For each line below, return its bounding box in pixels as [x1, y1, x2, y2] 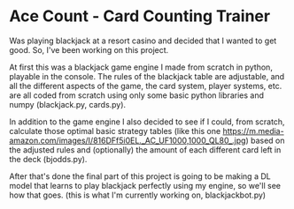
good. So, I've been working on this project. [9, 44, 169, 55]
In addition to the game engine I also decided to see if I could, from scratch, [9, 116, 285, 127]
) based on [245, 135, 285, 146]
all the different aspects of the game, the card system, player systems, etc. [9, 80, 282, 91]
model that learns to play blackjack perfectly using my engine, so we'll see [9, 180, 282, 190]
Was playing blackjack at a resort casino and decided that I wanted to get [9, 35, 277, 46]
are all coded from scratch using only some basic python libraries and [9, 90, 264, 101]
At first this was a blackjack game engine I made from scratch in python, [9, 62, 273, 72]
